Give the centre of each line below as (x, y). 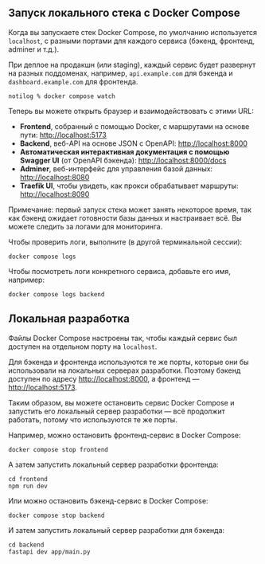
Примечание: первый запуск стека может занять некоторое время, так (130, 210)
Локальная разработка (69, 319)
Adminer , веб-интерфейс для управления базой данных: (116, 168)
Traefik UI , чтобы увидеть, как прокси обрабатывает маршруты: (129, 186)
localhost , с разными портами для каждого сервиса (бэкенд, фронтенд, (132, 41)
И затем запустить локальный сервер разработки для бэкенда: (117, 530)
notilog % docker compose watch (62, 96)
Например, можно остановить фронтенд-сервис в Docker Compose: (125, 435)
